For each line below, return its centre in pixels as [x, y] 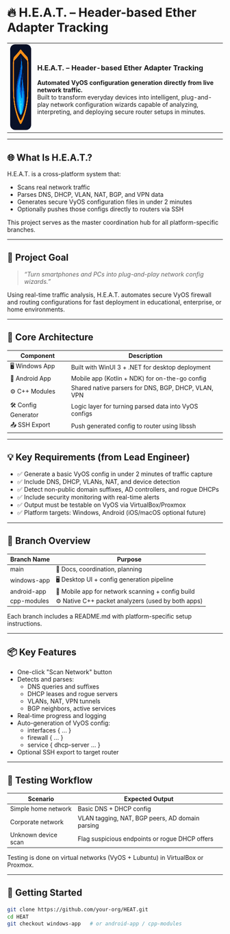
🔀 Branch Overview [49, 541]
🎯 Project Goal [38, 258]
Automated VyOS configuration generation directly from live [126, 83]
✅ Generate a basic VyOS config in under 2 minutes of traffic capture [115, 474]
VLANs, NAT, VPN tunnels [64, 702]
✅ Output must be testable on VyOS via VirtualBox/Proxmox [101, 505]
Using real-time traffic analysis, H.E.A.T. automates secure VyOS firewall [110, 295]
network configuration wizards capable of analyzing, [124, 105]
